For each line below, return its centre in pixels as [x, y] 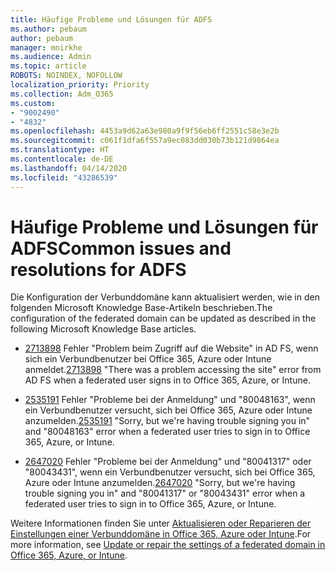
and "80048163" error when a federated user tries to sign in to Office [167, 432]
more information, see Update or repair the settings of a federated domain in [168, 545]
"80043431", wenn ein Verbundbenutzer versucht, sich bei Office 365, [170, 472]
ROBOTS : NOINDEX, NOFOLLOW [66, 76]
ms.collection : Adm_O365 [62, 94]
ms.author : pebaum [48, 29]
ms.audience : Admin [51, 57]
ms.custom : [33, 103]
